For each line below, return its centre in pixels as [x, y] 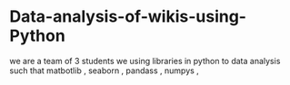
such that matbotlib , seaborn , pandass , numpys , [105, 71]
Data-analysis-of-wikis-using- [128, 17]
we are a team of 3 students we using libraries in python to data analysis [145, 61]
